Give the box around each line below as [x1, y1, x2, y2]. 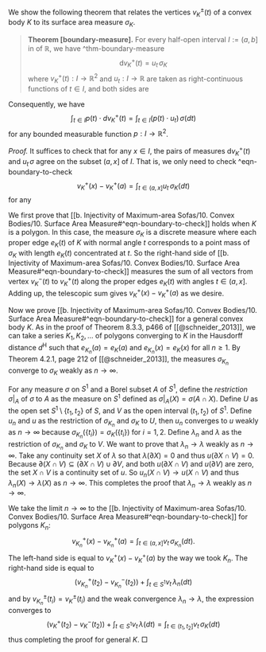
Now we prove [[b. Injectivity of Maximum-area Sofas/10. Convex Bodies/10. [8, 306, 258, 315]
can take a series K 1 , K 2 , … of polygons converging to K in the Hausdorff [8, 331, 244, 342]
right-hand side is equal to [8, 564, 94, 573]
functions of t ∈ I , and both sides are [27, 84, 149, 94]
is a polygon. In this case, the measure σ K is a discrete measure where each [8, 227, 256, 239]
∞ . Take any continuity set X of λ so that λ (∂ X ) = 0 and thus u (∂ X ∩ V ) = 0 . [8, 451, 255, 460]
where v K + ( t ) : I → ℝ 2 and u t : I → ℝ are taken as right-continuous [27, 72, 244, 85]
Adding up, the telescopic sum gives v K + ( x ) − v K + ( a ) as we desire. [8, 287, 225, 300]
